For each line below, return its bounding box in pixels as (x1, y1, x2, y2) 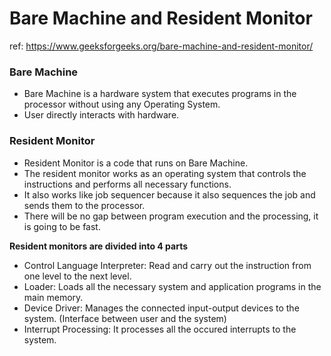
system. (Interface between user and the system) (23, 312, 227, 324)
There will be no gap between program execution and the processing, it (23, 210, 319, 222)
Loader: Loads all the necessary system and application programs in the (23, 280, 322, 292)
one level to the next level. (23, 270, 132, 282)
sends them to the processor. (23, 199, 146, 211)
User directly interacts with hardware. (23, 109, 180, 121)
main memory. (23, 291, 84, 303)
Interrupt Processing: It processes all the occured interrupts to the (23, 323, 297, 335)
